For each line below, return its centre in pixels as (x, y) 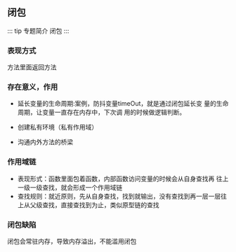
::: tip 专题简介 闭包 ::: (38, 31)
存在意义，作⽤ (33, 87)
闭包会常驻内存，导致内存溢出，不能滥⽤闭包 (72, 241)
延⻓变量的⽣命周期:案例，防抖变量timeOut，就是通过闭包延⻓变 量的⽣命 (123, 104)
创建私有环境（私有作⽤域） (58, 127)
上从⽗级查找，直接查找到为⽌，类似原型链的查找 (88, 204)
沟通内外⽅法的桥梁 (45, 142)
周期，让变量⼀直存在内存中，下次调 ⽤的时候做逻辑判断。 (101, 112)
